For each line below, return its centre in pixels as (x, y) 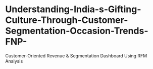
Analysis (14, 61)
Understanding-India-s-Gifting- (73, 9)
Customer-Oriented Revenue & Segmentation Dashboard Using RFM (76, 56)
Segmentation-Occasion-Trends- (77, 31)
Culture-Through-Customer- (67, 20)
